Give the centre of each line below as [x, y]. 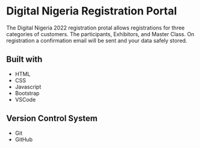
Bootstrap [27, 93]
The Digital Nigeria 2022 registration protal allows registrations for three [95, 28]
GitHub [24, 139]
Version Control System [52, 119]
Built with [24, 59]
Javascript [28, 87]
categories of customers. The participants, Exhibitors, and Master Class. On [100, 34]
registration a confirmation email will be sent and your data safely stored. [97, 40]
